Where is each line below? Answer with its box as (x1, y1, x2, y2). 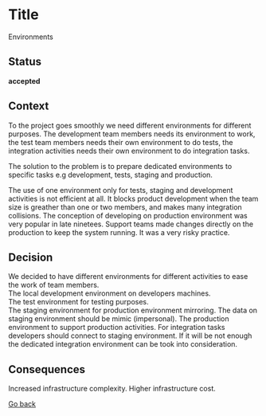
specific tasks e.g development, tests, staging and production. (8, 170, 213, 179)
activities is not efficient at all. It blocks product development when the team (8, 194, 259, 203)
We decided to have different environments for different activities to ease (8, 272, 248, 281)
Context (8, 100, 49, 113)
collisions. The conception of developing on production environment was (8, 210, 248, 220)
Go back (8, 399, 37, 409)
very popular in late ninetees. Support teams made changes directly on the (8, 219, 253, 229)
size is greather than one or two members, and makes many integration (8, 202, 243, 212)
